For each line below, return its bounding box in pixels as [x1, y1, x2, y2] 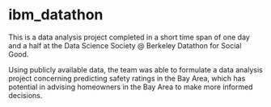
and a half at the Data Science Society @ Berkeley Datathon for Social [8, 40, 242, 50]
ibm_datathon [8, 6, 104, 24]
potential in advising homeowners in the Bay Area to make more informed [8, 82, 253, 92]
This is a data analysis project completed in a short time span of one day [8, 32, 251, 42]
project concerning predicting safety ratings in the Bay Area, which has [8, 73, 246, 83]
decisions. [8, 90, 43, 100]
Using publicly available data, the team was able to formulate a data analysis [8, 64, 263, 74]
